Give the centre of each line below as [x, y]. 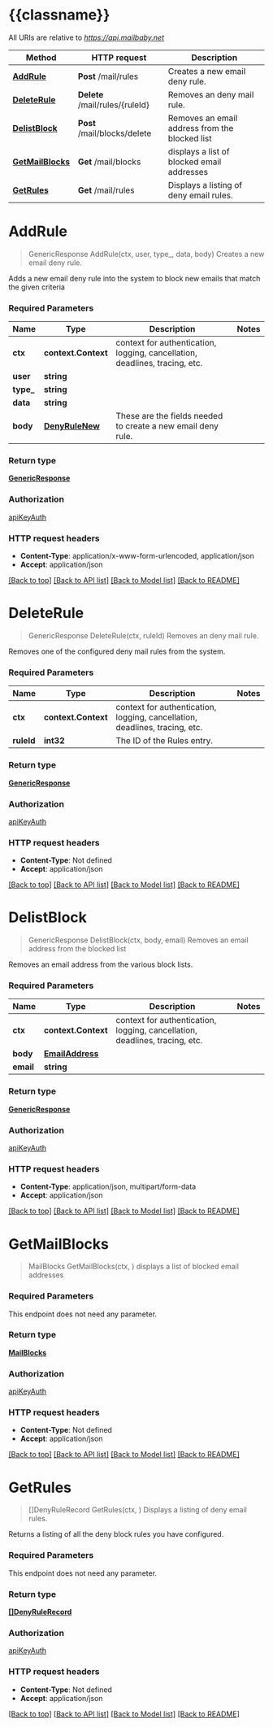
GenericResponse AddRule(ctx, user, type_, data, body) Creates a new [146, 254]
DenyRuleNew [71, 426]
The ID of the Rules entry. [165, 741]
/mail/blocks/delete [115, 133]
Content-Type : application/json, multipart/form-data [108, 1187]
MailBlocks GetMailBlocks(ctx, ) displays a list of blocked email [134, 1267]
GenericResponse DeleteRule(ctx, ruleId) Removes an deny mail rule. [143, 635]
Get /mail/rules [106, 190]
